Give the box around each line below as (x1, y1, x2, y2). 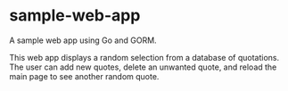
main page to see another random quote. (9, 70, 160, 81)
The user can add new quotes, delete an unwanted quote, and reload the (9, 62, 277, 72)
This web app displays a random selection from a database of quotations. (9, 52, 280, 62)
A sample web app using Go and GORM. (9, 35, 158, 45)
